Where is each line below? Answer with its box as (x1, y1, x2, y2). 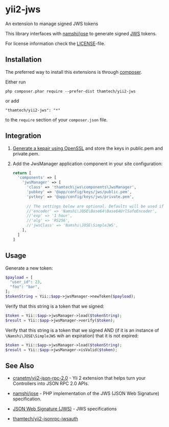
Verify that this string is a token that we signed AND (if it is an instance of (5, 327, 159, 333)
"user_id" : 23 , (10, 279, 42, 285)
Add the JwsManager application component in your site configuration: (12, 160, 163, 167)
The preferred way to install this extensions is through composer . (5, 69, 142, 75)
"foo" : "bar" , (10, 284, 40, 290)
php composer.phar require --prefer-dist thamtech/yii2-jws (5, 89, 136, 94)
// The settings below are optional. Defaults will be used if (26, 204, 164, 209)
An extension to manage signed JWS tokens (5, 21, 99, 27)
